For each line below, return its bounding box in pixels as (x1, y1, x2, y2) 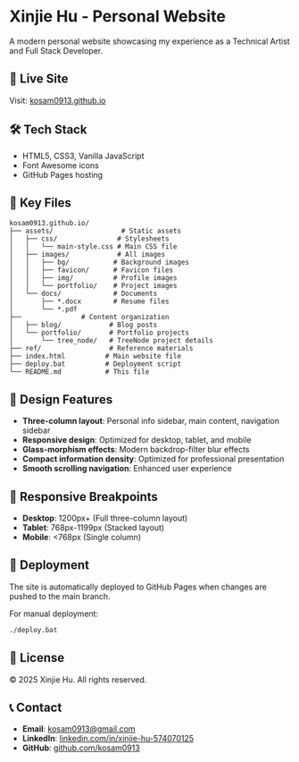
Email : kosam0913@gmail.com (21, 724, 136, 734)
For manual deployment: (9, 608, 99, 619)
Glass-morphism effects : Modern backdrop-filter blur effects (21, 444, 250, 455)
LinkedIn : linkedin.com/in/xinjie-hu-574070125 (21, 733, 195, 744)
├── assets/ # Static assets (9, 226, 181, 236)
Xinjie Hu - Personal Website (9, 6, 226, 27)
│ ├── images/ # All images (9, 250, 166, 259)
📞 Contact (9, 699, 62, 715)
